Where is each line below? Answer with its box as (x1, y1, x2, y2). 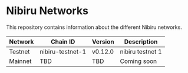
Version (91, 37, 114, 45)
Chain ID (51, 37, 75, 45)
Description (124, 37, 158, 45)
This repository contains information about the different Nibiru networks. (6, 24, 183, 31)
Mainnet (9, 57, 32, 65)
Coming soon (120, 57, 157, 65)
